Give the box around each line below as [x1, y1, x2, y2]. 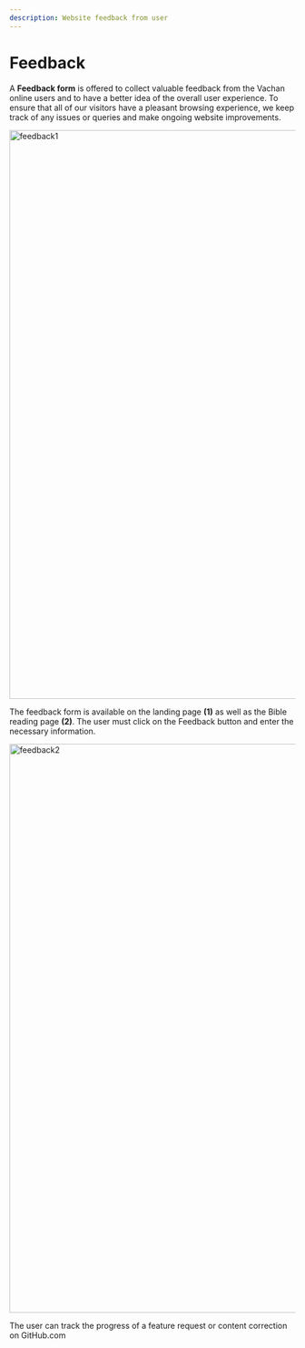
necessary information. [9, 725, 96, 736]
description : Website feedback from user [9, 13, 169, 23]
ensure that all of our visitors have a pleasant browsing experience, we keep [9, 102, 295, 113]
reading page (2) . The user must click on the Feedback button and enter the [9, 715, 294, 726]
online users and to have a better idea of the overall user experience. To [9, 92, 279, 103]
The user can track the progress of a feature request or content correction [9, 1320, 288, 1331]
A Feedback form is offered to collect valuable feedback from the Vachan [9, 83, 286, 94]
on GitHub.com [9, 1330, 66, 1341]
